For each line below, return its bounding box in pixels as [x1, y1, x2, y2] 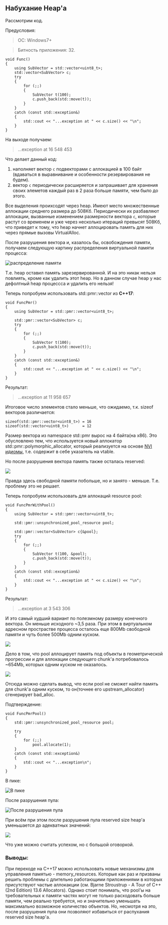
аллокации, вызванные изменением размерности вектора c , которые [5, 213, 156, 219]
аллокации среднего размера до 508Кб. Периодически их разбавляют [5, 208, 159, 214]
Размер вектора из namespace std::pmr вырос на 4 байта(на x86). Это [5, 432, 157, 438]
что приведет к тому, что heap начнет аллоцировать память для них [5, 224, 153, 230]
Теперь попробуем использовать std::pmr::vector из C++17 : [5, 290, 134, 296]
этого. [12, 192, 26, 199]
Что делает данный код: [5, 156, 57, 162]
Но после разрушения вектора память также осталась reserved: [5, 458, 145, 464]
